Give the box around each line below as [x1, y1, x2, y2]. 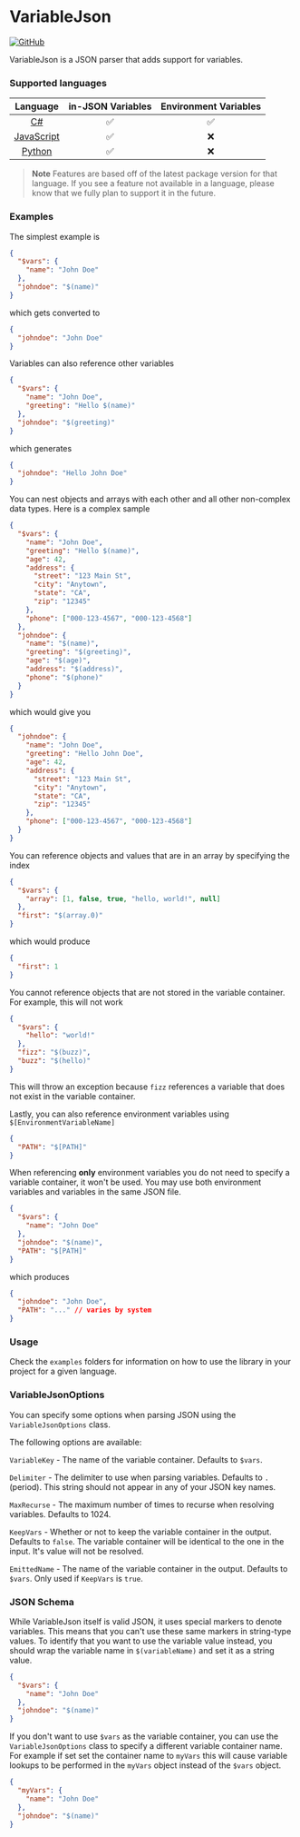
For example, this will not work [9, 997, 124, 1008]
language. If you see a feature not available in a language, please [31, 178, 275, 189]
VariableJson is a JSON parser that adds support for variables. [9, 54, 243, 65]
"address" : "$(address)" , [25, 665, 124, 674]
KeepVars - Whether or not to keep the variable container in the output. [9, 1526, 272, 1537]
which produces [9, 1271, 70, 1282]
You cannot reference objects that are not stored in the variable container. [9, 987, 285, 998]
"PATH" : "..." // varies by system [17, 1306, 152, 1315]
